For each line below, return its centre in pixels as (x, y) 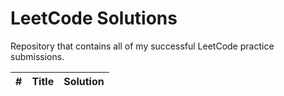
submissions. (37, 56)
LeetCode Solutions (94, 18)
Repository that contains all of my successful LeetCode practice (142, 46)
